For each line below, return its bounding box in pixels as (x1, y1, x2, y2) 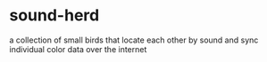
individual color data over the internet (9, 43, 147, 54)
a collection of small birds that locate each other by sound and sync (9, 35, 259, 45)
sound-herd (9, 5, 100, 26)
